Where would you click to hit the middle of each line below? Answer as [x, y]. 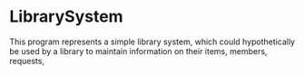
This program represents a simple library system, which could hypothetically [152, 42]
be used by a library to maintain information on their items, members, [138, 51]
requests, [27, 61]
